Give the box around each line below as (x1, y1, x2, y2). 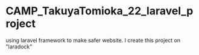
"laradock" (5, 43, 33, 50)
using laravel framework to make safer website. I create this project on (5, 36, 181, 44)
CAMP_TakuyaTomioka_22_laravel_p (5, 4, 194, 18)
